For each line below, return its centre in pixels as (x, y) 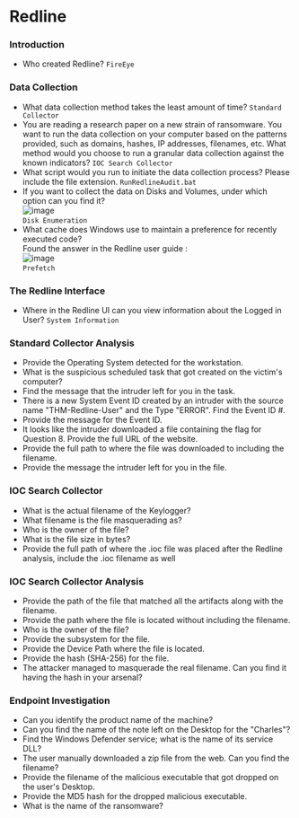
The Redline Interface (57, 291)
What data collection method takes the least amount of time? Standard (152, 107)
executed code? (52, 239)
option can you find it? (64, 200)
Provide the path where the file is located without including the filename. (156, 620)
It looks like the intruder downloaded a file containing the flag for (142, 429)
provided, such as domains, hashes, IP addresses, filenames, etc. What (154, 143)
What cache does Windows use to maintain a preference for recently (149, 229)
